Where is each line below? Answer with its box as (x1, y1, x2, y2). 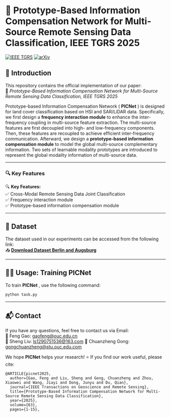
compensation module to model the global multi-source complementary (5, 141, 158, 147)
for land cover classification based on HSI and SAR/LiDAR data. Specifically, (5, 108, 164, 114)
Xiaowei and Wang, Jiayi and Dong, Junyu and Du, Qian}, (5, 380, 129, 385)
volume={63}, (10, 403, 38, 408)
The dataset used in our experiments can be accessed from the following (5, 236, 159, 242)
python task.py (5, 292, 38, 297)
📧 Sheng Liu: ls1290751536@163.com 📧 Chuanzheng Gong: (5, 338, 130, 345)
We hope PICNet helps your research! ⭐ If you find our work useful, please (5, 354, 162, 360)
